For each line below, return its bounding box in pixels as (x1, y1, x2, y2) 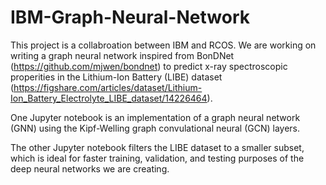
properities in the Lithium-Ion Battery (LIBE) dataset (10, 71, 223, 83)
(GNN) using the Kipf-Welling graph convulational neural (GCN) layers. (10, 122, 301, 134)
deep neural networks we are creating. (10, 162, 170, 175)
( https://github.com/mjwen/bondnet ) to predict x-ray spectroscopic (10, 60, 288, 72)
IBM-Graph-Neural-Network (10, 6, 250, 29)
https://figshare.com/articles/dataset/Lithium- (13, 81, 203, 93)
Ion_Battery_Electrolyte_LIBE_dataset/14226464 (10, 92, 208, 104)
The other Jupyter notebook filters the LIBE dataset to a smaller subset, (10, 141, 305, 153)
